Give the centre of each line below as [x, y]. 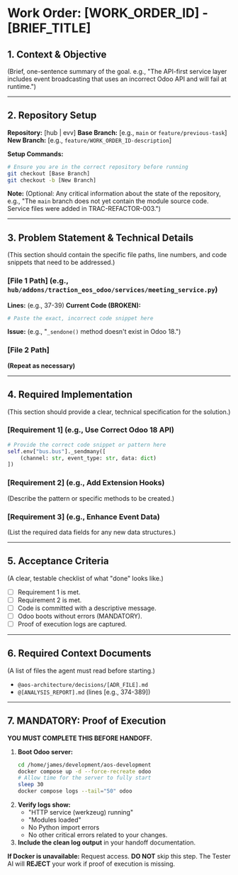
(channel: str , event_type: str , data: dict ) [89, 458]
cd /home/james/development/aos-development [84, 765]
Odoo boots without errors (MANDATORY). [80, 616]
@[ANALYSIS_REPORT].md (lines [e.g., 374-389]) [84, 692]
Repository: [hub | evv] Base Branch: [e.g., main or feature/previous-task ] [117, 132]
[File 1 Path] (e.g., [38, 281]
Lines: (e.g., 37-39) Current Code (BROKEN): [74, 305]
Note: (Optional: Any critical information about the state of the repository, [114, 194]
